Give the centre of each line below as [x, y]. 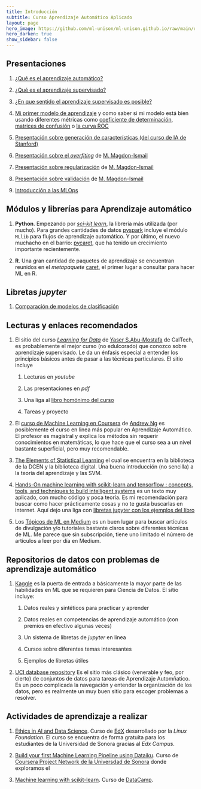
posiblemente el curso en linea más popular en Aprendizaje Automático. [103, 430]
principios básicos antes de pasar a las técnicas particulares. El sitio [99, 359]
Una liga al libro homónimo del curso [69, 400]
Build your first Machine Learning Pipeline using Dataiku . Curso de [97, 755]
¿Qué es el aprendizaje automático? [59, 78]
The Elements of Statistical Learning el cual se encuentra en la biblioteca [104, 460]
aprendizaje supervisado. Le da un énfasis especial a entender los [96, 353]
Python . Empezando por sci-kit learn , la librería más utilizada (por [96, 223]
